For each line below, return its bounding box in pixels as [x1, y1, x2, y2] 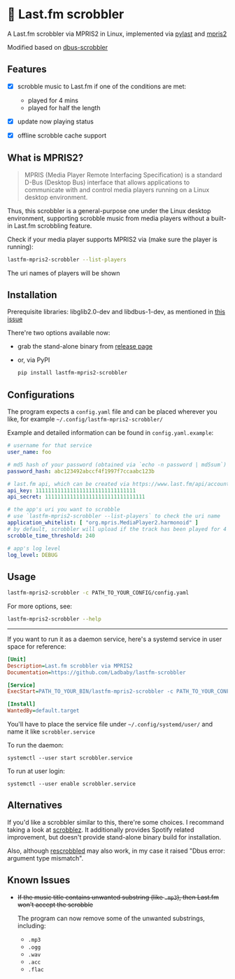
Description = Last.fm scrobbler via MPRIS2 [7, 662, 133, 669]
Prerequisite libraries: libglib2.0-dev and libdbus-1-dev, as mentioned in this [7, 308, 226, 316]
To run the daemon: [7, 741, 64, 750]
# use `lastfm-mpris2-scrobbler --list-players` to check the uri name [7, 513, 220, 520]
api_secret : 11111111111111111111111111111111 [7, 494, 145, 501]
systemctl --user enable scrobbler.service [7, 781, 136, 788]
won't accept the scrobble [17, 900, 93, 909]
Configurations [7, 389, 75, 400]
